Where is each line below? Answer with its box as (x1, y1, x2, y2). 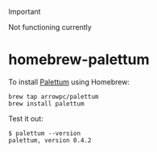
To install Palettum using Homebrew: (8, 76, 130, 87)
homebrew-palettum (8, 51, 151, 69)
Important (8, 7, 41, 16)
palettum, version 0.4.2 (8, 136, 92, 144)
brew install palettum (8, 100, 85, 108)
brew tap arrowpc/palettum (8, 92, 99, 101)
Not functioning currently (8, 23, 93, 31)
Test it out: (8, 113, 44, 123)
